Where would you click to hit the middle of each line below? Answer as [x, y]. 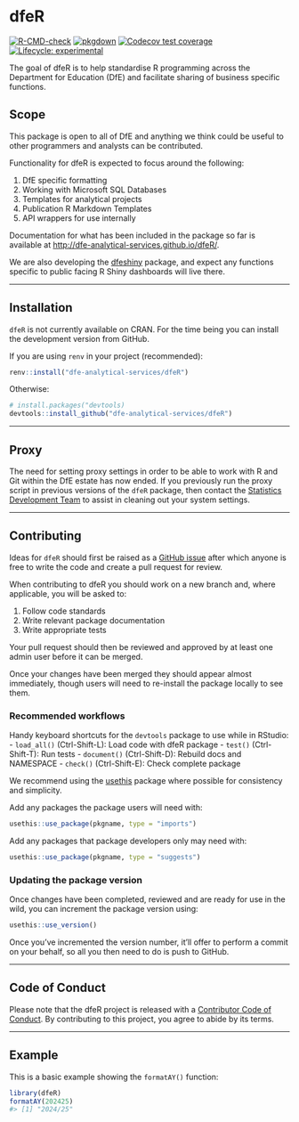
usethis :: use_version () [53, 925]
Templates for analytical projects [82, 199]
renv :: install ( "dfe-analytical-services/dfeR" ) [99, 372]
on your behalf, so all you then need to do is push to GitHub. [119, 952]
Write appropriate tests [64, 630]
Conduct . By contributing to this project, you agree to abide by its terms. [141, 1019]
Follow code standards [64, 611]
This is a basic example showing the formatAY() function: [114, 1077]
